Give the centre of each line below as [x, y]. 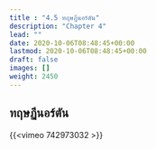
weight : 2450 [34, 77]
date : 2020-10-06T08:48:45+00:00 [72, 43]
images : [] [30, 69]
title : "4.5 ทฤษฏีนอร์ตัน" [55, 18]
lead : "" [26, 34]
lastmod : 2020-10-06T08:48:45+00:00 [78, 51]
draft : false [34, 60]
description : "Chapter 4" [58, 26]
